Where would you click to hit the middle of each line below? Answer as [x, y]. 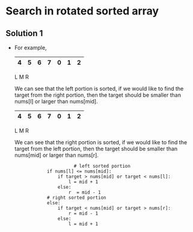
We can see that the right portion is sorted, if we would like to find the [101, 142]
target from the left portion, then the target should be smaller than [96, 149]
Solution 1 [24, 33]
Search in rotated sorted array [82, 11]
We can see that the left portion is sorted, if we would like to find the [99, 89]
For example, [30, 47]
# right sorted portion [76, 198]
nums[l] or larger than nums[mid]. [56, 101]
